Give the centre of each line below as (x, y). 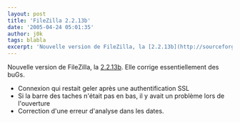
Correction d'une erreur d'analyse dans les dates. (91, 111)
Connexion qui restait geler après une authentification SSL (104, 88)
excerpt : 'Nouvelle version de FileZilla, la (76, 47)
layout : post (27, 14)
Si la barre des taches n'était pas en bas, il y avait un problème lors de (121, 96)
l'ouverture (34, 103)
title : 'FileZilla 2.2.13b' (49, 21)
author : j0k (25, 34)
